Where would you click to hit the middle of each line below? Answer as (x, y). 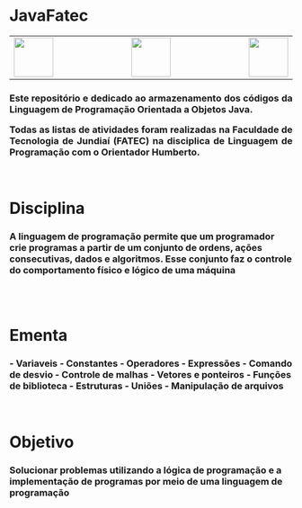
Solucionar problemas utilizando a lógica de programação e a (146, 470)
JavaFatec (49, 16)
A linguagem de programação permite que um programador (142, 236)
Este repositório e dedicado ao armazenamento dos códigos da (151, 98)
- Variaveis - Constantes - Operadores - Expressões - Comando (151, 363)
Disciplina (47, 208)
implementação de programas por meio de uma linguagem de (146, 481)
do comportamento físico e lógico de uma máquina (123, 270)
